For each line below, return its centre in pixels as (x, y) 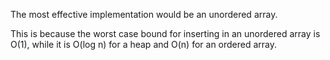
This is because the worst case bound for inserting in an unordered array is (165, 33)
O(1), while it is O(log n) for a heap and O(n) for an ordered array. (144, 44)
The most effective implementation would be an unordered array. (144, 14)
